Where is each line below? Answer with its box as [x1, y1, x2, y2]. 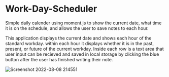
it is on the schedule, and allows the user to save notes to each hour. [5, 25, 149, 31]
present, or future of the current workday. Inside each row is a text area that [5, 46, 164, 52]
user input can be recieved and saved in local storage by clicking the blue [5, 51, 159, 57]
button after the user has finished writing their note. [5, 56, 113, 62]
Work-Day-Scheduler [5, 3, 97, 15]
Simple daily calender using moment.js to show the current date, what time [5, 20, 162, 26]
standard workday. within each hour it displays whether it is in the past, [5, 40, 154, 46]
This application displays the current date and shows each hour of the [5, 35, 152, 41]
